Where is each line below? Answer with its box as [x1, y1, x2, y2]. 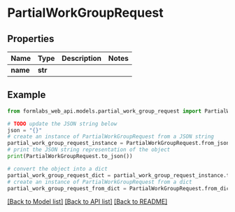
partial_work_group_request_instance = [7, 140, 124, 147]
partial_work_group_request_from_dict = [7, 185, 127, 192]
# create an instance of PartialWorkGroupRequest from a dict [7, 178, 192, 185]
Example [7, 89, 46, 101]
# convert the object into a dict [7, 165, 108, 172]
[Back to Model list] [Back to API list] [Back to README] [7, 197, 168, 206]
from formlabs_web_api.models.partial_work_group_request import [7, 107, 201, 115]
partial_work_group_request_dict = [7, 171, 111, 179]
